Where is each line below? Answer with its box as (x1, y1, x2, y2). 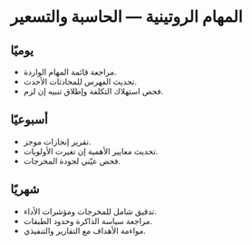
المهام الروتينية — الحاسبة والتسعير (10, 6, 243, 27)
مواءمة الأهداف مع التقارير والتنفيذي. (23, 225, 146, 236)
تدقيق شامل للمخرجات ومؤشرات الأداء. (23, 206, 157, 217)
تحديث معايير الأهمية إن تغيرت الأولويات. (23, 145, 159, 156)
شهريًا (10, 181, 40, 197)
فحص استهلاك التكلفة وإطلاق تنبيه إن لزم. (23, 86, 164, 96)
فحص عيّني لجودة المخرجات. (23, 155, 121, 166)
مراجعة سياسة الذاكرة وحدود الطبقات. (23, 215, 153, 226)
